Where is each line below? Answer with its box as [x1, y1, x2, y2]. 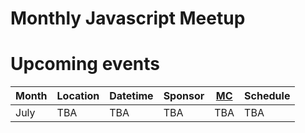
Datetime [109, 89, 154, 103]
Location [56, 89, 100, 103]
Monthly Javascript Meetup [10, 7, 246, 30]
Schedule [244, 89, 291, 103]
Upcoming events [10, 53, 160, 76]
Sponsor [163, 89, 205, 103]
